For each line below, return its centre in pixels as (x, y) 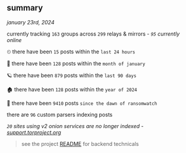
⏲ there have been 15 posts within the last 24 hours (71, 52)
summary (25, 8)
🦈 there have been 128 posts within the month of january (76, 63)
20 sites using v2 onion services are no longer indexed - (75, 126)
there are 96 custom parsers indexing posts (60, 114)
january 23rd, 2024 (31, 22)
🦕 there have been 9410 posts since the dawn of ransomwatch (82, 103)
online (14, 40)
